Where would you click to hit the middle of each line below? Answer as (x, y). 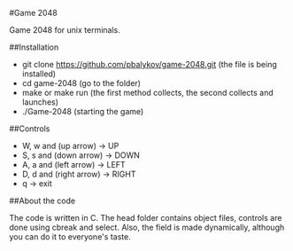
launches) (40, 102)
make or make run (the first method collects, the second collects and (147, 93)
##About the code (42, 200)
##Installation (34, 47)
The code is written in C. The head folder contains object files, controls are (146, 218)
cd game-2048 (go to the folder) (81, 83)
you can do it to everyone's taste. (70, 237)
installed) (39, 74)
